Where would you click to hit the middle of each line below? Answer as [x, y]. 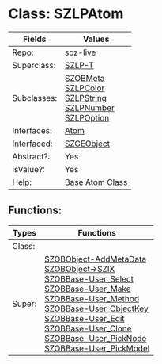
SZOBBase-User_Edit [85, 318]
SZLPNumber [89, 108]
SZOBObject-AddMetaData [96, 259]
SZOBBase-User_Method [92, 298]
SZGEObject [87, 144]
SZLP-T [79, 65]
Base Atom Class [96, 182]
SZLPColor [85, 88]
